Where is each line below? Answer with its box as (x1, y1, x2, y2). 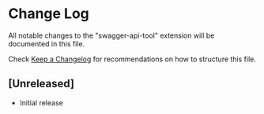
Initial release (19, 97, 63, 107)
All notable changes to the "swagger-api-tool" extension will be (8, 31, 215, 40)
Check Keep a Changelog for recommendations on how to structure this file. (8, 54, 257, 64)
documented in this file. (8, 39, 85, 48)
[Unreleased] (8, 77, 75, 90)
